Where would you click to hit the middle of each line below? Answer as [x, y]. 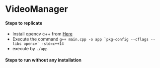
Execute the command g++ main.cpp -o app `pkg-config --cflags [80, 39]
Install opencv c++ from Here [42, 34]
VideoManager [37, 9]
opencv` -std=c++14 [44, 44]
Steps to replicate [24, 23]
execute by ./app [30, 49]
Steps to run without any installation [43, 60]
